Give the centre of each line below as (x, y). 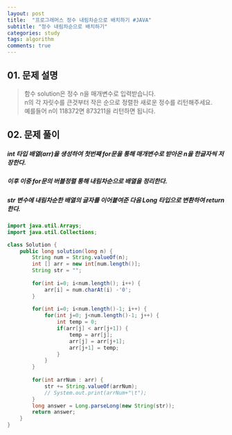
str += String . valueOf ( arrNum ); (91, 386)
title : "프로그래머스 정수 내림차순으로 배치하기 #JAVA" (79, 20)
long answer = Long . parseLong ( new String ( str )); (104, 406)
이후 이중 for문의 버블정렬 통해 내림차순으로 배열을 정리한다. (87, 181)
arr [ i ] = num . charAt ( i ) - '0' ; (88, 290)
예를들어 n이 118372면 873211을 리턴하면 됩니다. (90, 111)
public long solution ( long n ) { (66, 251)
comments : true (29, 46)
